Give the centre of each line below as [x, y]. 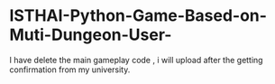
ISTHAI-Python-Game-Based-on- [138, 16]
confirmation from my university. [70, 70]
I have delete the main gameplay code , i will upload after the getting [136, 60]
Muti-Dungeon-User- [91, 35]
